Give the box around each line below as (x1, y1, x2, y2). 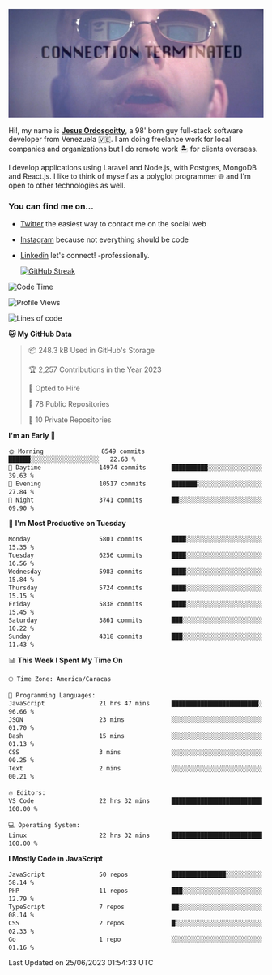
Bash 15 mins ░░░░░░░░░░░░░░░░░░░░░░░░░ (8, 732, 263, 740)
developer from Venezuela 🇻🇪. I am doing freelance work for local (8, 135, 232, 145)
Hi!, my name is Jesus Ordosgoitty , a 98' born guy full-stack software (8, 126, 244, 136)
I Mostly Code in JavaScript (8, 854, 104, 864)
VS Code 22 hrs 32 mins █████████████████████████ (8, 797, 263, 805)
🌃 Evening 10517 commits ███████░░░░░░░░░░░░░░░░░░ (8, 480, 263, 488)
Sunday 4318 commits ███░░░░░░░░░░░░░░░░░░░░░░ (8, 632, 263, 641)
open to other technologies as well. (8, 180, 125, 191)
